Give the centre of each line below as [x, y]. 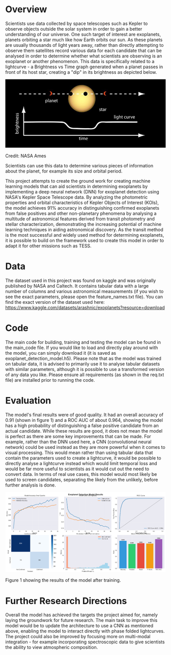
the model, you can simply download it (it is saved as [61, 353]
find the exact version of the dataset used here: [55, 302]
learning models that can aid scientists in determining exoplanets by [77, 186]
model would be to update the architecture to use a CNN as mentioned [79, 626]
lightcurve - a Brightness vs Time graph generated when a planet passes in [84, 67]
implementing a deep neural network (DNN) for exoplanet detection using [82, 191]
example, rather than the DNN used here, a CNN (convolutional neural [78, 442]
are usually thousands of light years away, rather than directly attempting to [84, 45]
